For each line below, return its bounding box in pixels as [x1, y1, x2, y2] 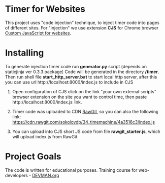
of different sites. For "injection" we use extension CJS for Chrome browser [5, 25, 159, 30]
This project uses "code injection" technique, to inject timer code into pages [5, 20, 160, 26]
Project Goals [5, 151, 62, 162]
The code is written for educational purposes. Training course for [5, 167, 138, 173]
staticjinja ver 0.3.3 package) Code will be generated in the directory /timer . [5, 69, 159, 75]
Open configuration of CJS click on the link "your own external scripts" [12, 88, 157, 94]
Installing [5, 48, 44, 58]
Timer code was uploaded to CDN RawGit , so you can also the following [12, 108, 159, 114]
